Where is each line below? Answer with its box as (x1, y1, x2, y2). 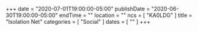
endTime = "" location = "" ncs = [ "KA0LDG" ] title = (59, 12, 193, 19)
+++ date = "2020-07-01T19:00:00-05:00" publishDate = (5, 5, 150, 12)
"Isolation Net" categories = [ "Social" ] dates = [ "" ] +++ (5, 18, 151, 25)
